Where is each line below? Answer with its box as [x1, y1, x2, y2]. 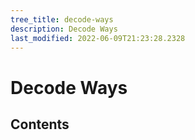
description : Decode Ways [10, 24, 118, 34]
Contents [10, 116, 70, 133]
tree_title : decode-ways [10, 14, 114, 25]
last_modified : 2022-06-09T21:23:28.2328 [10, 33, 186, 43]
